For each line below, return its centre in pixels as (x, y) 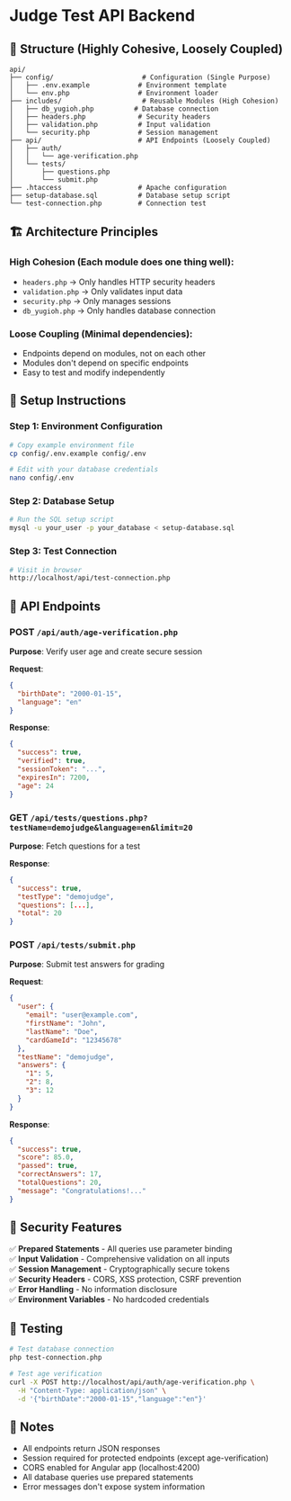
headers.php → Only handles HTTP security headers (119, 282)
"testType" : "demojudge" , (66, 896)
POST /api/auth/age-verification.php (93, 632)
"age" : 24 (35, 786)
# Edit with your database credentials (84, 470)
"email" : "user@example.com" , (82, 1015)
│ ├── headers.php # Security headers (110, 117)
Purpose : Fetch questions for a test (75, 846)
